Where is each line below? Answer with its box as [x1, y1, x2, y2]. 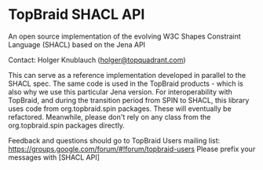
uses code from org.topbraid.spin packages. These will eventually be [8, 104, 232, 113]
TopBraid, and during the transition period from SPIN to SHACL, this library [8, 95, 250, 105]
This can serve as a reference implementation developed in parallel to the [8, 70, 246, 79]
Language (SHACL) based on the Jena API [8, 39, 146, 49]
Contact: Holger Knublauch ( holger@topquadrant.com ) [8, 55, 186, 65]
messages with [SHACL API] [8, 152, 100, 162]
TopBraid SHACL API [8, 6, 145, 24]
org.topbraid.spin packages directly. [8, 120, 126, 130]
